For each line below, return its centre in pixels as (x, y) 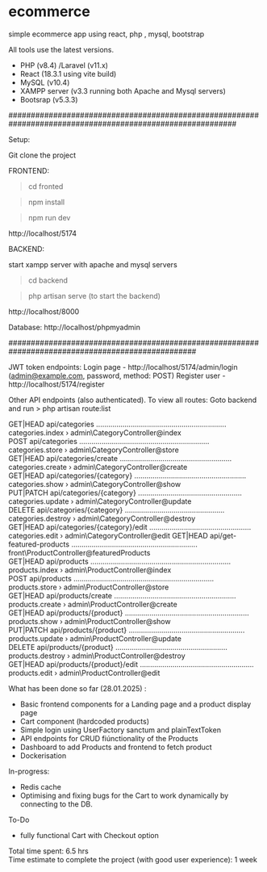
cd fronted (46, 186)
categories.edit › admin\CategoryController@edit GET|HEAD (108, 535)
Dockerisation (43, 755)
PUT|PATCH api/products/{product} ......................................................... (127, 630)
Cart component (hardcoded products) (85, 721)
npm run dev (49, 217)
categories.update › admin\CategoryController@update (100, 501)
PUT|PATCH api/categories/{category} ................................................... (125, 493)
